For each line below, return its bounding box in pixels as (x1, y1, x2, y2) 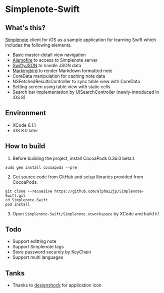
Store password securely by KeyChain (12, 249, 91, 255)
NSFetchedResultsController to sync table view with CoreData (12, 79, 140, 84)
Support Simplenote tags (12, 244, 64, 250)
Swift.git (5, 193, 26, 198)
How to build (5, 142, 45, 151)
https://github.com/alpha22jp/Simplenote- (54, 189, 144, 194)
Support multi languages (12, 254, 63, 260)
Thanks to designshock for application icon (12, 282, 101, 288)
